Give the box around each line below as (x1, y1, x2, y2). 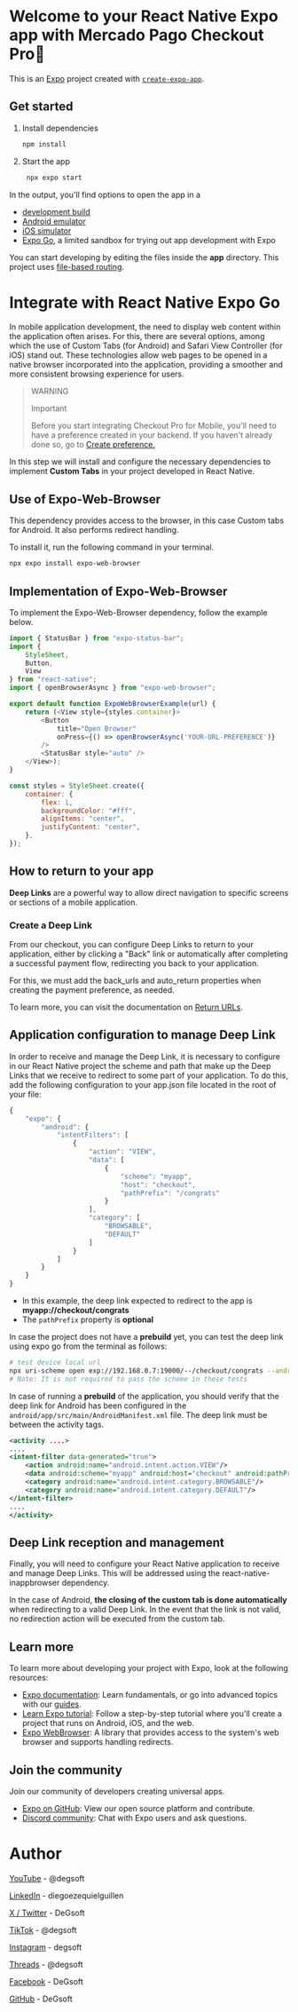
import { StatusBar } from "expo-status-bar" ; (9, 633, 184, 643)
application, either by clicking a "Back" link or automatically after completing (9, 948, 288, 960)
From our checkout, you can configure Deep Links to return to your (9, 939, 255, 950)
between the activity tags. (9, 1419, 105, 1430)
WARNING (30, 386, 69, 397)
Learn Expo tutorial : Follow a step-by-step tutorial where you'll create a (21, 1708, 282, 1719)
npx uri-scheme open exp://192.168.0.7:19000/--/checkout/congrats (9, 1366, 264, 1375)
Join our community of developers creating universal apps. (9, 1786, 225, 1796)
